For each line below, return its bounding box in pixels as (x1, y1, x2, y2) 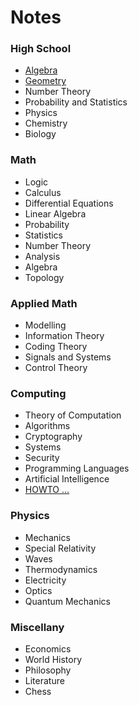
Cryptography (24, 431, 83, 443)
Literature (24, 674, 65, 686)
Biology (24, 128, 57, 140)
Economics (24, 642, 72, 655)
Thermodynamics (24, 563, 98, 575)
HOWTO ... (24, 484, 70, 496)
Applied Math (10, 296, 78, 310)
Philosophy (24, 664, 72, 676)
